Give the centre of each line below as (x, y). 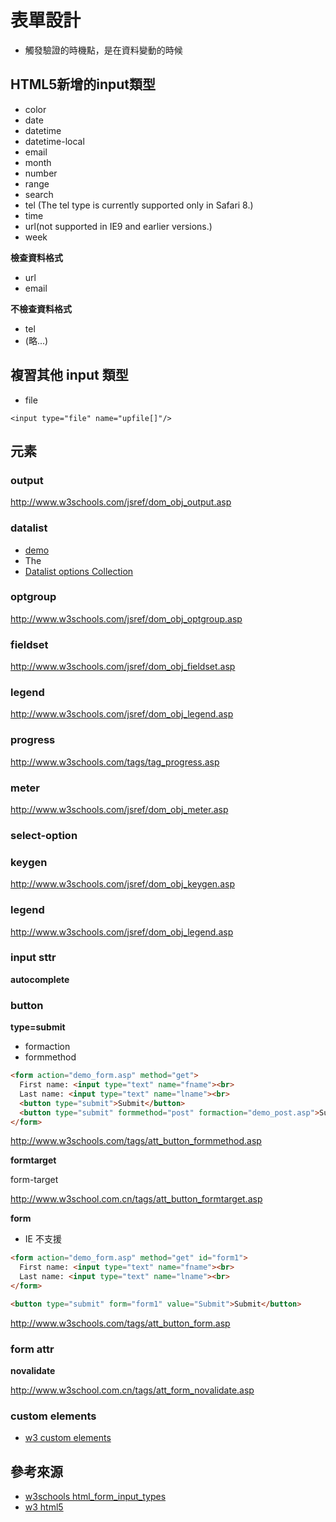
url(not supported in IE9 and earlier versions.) (118, 226)
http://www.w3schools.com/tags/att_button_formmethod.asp (136, 1141)
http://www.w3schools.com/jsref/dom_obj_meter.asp (119, 810)
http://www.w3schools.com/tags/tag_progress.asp (115, 762)
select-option (44, 835)
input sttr (33, 958)
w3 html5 (44, 1507)
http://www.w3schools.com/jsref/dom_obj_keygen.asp (122, 884)
